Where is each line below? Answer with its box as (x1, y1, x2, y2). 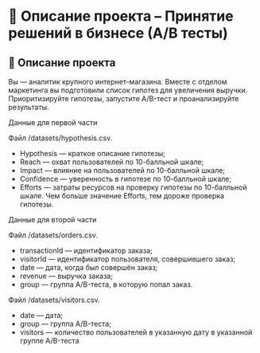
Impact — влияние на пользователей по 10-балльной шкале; (19, 166, 225, 175)
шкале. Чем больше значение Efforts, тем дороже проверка (19, 191, 225, 200)
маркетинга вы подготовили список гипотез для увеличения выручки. (8, 85, 248, 95)
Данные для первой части (8, 118, 98, 127)
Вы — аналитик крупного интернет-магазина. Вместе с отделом (8, 77, 228, 86)
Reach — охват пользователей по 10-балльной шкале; (19, 157, 204, 167)
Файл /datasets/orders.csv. (8, 230, 98, 240)
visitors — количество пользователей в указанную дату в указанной (19, 328, 253, 337)
